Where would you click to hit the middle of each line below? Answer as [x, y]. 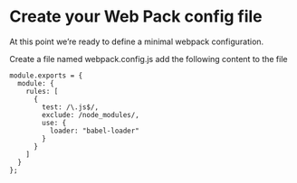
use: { [54, 123]
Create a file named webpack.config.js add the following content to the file [148, 59]
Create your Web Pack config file [136, 17]
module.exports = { [46, 75]
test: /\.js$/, [71, 107]
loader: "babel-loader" [95, 131]
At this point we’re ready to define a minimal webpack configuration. [137, 41]
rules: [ [42, 91]
